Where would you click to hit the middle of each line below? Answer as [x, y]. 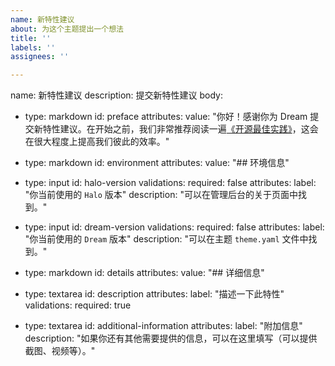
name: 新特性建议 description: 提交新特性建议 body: [117, 95]
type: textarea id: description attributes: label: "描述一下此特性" [154, 294]
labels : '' [33, 47]
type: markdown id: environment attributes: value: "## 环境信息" [157, 163]
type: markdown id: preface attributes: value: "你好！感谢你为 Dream [166, 117]
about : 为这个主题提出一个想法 [67, 29]
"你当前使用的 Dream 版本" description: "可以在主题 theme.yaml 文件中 [166, 239]
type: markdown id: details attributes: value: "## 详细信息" [144, 273]
